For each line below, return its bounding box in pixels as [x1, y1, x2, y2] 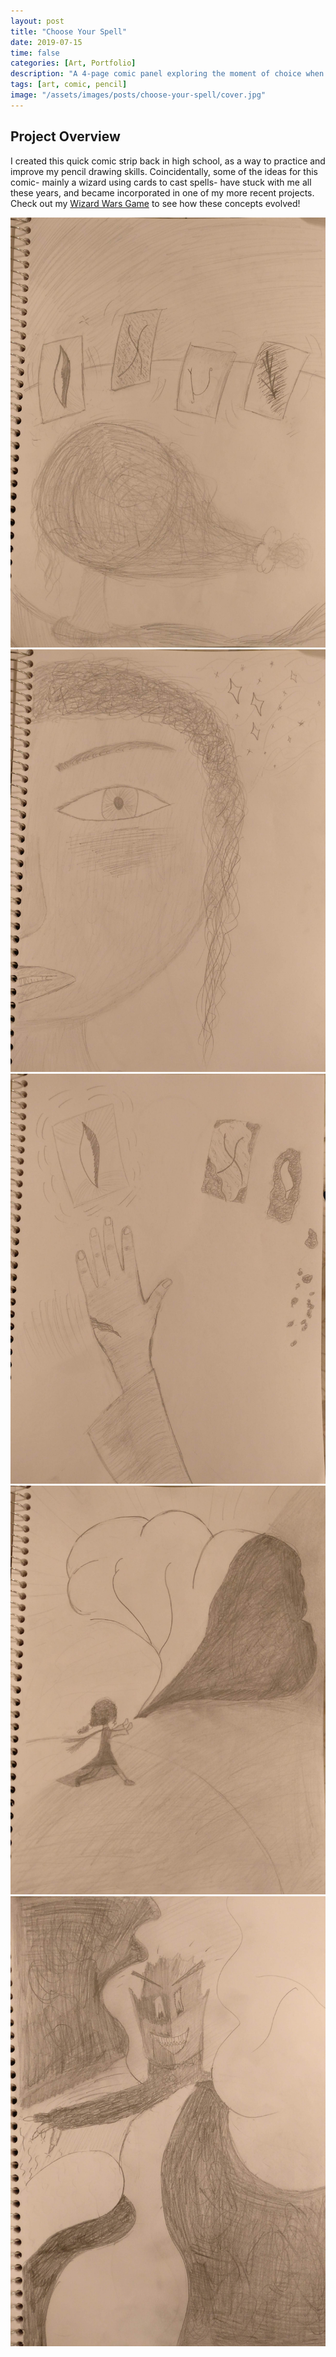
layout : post [10, 16, 65, 26]
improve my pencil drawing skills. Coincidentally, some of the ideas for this [10, 165, 318, 177]
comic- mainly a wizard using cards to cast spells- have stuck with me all [10, 176, 312, 188]
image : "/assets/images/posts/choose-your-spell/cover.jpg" [10, 90, 267, 100]
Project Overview [10, 128, 121, 145]
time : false [10, 48, 60, 58]
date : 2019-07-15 [10, 37, 83, 47]
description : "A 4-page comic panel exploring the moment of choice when [10, 69, 325, 79]
